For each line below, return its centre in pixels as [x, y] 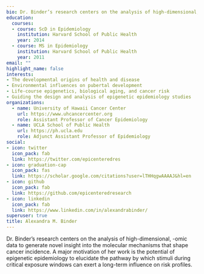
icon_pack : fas [31, 170]
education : [20, 18]
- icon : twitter [27, 148]
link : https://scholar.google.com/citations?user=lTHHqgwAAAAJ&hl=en [101, 176]
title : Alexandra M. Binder [42, 222]
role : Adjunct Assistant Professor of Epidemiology [84, 137]
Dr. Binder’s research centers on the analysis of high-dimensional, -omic [97, 239]
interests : [20, 74]
